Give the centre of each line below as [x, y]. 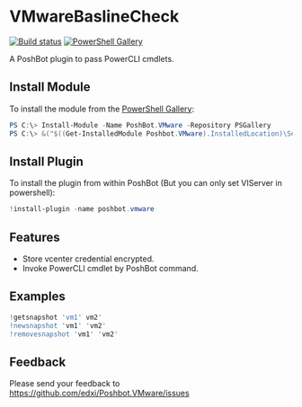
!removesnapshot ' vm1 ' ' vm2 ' [64, 334]
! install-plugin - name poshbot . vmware [82, 209]
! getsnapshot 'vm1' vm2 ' [56, 317]
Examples [37, 297]
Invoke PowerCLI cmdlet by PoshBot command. [111, 268]
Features [35, 237]
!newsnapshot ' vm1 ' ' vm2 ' [58, 325]
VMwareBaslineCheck [94, 17]
